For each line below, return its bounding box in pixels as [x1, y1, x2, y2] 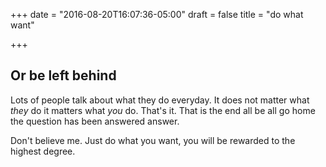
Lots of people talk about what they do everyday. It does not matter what [10, 94, 310, 106]
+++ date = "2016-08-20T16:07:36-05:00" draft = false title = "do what [10, 9, 304, 20]
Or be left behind [10, 67, 117, 84]
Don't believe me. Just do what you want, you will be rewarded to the [10, 134, 296, 146]
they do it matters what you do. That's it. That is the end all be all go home [10, 104, 316, 116]
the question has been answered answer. [10, 115, 180, 127]
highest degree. [10, 145, 76, 157]
